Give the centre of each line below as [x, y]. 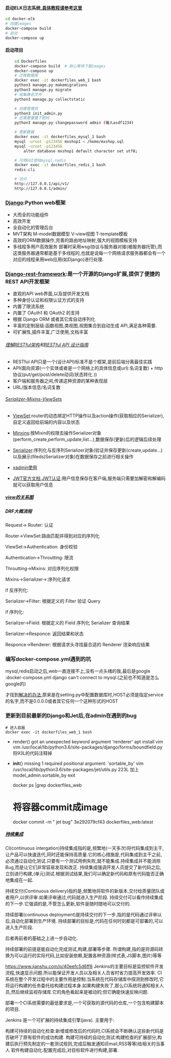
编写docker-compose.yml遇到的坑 [48, 659]
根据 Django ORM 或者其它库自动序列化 [54, 319]
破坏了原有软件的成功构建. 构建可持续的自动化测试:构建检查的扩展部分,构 [86, 1037]
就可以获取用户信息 [33, 485]
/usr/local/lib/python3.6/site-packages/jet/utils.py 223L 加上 [76, 769]
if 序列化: [15, 612]
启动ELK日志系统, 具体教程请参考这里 [44, 8]
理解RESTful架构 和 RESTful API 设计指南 [47, 345]
